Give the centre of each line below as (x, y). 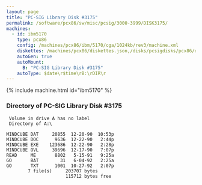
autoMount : (31, 62)
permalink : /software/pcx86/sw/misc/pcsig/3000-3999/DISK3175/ (87, 23)
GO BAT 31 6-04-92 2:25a (60, 160)
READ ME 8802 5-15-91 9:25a (60, 155)
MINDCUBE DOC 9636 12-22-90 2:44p (60, 139)
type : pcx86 (32, 40)
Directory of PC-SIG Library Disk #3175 (64, 106)
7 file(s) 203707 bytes (63, 171)
